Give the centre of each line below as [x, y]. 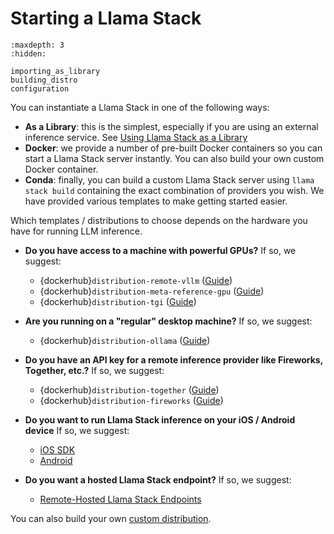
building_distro [44, 80]
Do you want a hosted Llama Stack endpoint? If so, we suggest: [158, 479]
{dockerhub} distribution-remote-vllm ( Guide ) [136, 280]
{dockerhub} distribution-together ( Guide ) [129, 389]
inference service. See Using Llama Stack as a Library [136, 137]
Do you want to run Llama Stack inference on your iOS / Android [160, 419]
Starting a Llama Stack [106, 18]
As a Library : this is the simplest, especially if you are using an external [171, 126]
